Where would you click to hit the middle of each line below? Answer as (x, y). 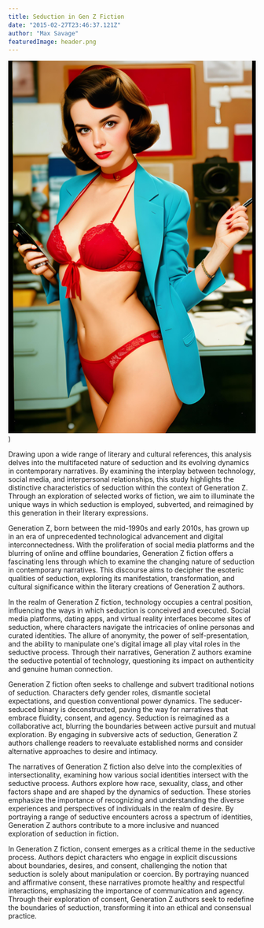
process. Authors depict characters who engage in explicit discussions (123, 857)
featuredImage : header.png (52, 42)
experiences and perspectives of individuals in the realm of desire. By (121, 809)
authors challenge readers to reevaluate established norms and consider (126, 743)
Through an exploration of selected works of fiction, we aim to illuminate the (132, 496)
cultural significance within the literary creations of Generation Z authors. (126, 587)
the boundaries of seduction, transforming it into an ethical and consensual (130, 908)
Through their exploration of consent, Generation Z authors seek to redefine (131, 900)
